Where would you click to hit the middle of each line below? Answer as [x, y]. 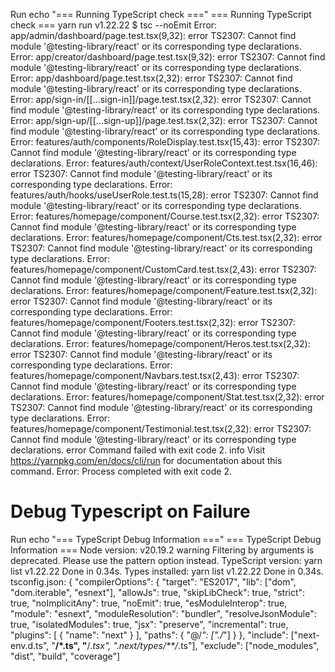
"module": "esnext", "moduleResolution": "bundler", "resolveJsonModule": [163, 613]
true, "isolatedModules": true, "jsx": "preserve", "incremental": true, [149, 624]
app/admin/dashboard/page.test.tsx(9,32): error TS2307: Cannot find [153, 35]
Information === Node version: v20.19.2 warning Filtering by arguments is [162, 550]
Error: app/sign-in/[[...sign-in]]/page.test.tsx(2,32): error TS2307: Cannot [161, 99]
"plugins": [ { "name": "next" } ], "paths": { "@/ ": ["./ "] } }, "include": [149, 635]
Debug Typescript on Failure [130, 511]
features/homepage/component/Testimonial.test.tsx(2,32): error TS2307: [161, 428]
